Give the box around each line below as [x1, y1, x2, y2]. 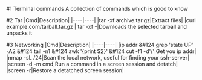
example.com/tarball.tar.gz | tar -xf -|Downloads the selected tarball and [6, 23, 187, 30]
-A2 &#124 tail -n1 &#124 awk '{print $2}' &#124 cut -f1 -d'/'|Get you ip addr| [6, 48, 197, 55]
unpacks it [6, 29, 33, 37]
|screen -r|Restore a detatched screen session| [6, 67, 124, 74]
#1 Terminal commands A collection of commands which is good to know [6, 5, 189, 12]
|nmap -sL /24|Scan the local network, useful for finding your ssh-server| [6, 54, 190, 61]
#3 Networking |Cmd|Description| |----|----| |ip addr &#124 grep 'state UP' [6, 42, 194, 48]
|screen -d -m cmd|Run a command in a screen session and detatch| [6, 60, 178, 67]
